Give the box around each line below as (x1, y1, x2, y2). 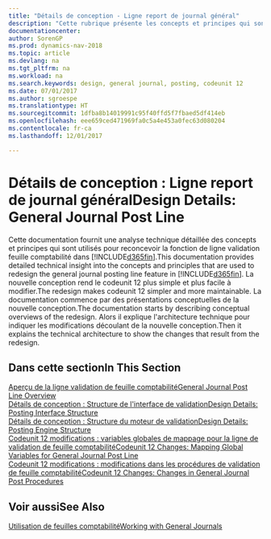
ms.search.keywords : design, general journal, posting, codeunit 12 (8, 79, 244, 87)
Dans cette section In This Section (8, 361, 181, 374)
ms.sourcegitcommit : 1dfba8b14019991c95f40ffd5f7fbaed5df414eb (8, 110, 226, 118)
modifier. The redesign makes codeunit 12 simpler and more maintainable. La (8, 286, 262, 295)
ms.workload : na (8, 72, 63, 80)
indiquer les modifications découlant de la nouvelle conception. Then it (8, 320, 242, 330)
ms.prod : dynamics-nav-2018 (8, 42, 103, 50)
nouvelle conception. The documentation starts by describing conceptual (8, 303, 250, 313)
